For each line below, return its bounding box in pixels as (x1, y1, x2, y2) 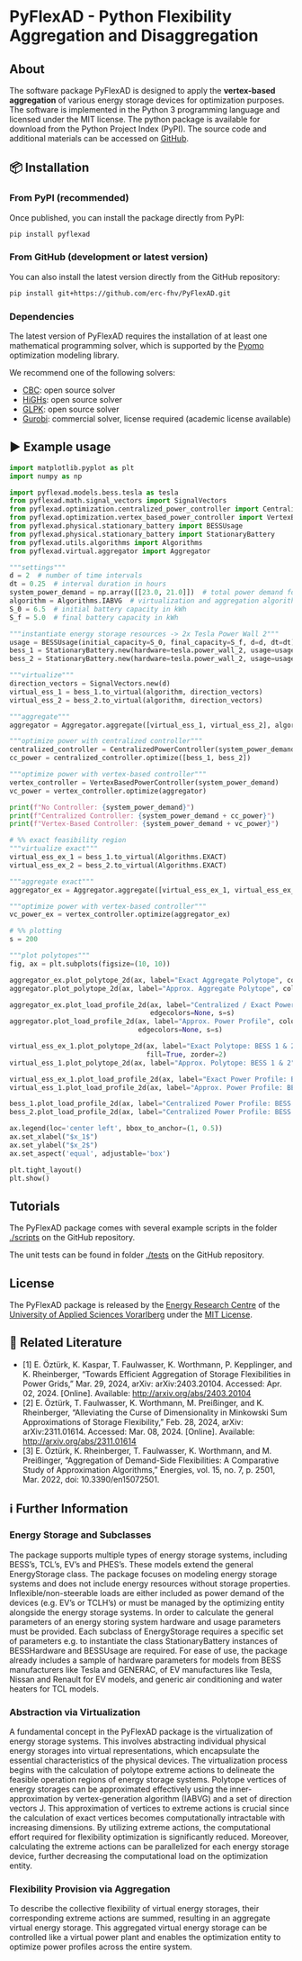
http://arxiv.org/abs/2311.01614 (22, 1435, 137, 1447)
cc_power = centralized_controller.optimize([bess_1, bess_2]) (9, 754, 252, 763)
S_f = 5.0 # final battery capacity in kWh (9, 613, 179, 622)
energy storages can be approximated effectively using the (9, 1784, 228, 1794)
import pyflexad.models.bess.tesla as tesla (9, 488, 179, 497)
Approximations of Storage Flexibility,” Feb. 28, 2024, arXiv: (22, 1416, 244, 1427)
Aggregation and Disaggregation (9, 25, 259, 46)
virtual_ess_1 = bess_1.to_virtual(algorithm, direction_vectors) (9, 687, 263, 696)
